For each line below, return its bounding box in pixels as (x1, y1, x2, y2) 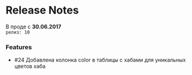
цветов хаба (14, 63, 46, 70)
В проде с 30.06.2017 (5, 23, 62, 30)
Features (5, 43, 32, 51)
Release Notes (5, 4, 79, 17)
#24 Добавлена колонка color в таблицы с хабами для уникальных (14, 57, 186, 64)
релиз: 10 (5, 29, 31, 35)
